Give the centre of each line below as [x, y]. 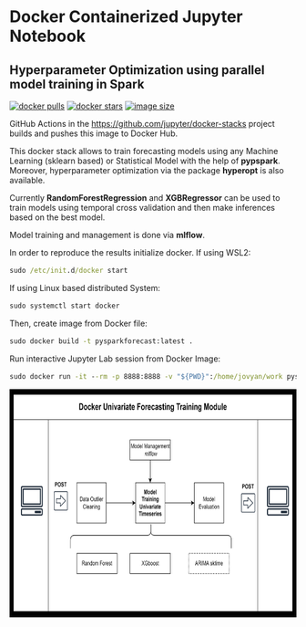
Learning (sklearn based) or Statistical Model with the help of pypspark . [145, 161]
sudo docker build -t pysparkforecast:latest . [102, 341]
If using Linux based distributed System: [85, 287]
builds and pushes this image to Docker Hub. [94, 133]
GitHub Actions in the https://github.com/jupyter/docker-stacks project [142, 124]
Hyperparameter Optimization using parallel [137, 70]
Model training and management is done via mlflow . [107, 235]
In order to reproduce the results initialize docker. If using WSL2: [130, 252]
